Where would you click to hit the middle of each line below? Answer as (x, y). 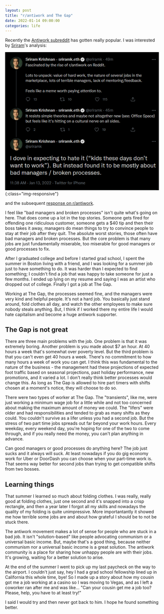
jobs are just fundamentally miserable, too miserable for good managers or (80, 243)
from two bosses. (23, 469)
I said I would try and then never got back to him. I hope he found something (82, 602)
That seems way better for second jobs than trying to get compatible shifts (80, 464)
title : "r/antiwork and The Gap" (39, 15)
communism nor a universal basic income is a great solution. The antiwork (80, 547)
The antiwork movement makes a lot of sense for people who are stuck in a (81, 532)
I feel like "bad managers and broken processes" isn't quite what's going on (81, 213)
